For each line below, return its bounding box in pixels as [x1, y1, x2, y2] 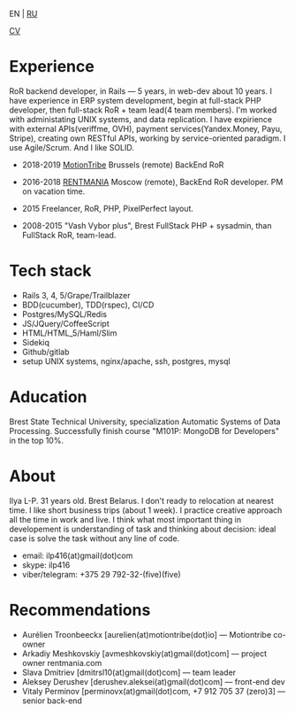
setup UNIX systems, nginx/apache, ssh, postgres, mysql [21, 355, 231, 367]
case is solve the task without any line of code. [9, 532, 180, 544]
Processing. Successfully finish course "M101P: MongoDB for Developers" [9, 425, 280, 436]
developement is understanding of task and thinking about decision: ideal [9, 523, 276, 534]
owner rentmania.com [21, 657, 102, 668]
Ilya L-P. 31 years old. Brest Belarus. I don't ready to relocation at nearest [9, 495, 274, 506]
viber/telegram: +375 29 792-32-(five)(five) [21, 569, 181, 579]
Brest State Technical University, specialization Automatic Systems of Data [9, 416, 281, 427]
